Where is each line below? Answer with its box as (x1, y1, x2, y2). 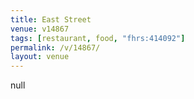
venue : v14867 (10, 24, 70, 34)
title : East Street (10, 14, 92, 25)
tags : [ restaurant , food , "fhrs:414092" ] (10, 33, 186, 43)
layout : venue (10, 52, 70, 62)
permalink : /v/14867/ (10, 42, 101, 53)
